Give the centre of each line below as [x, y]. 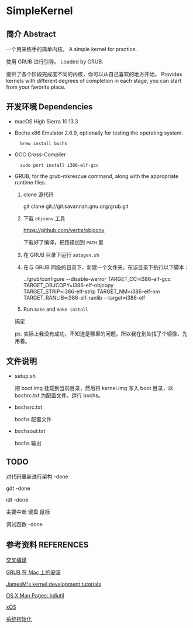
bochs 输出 [28, 443]
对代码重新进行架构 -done [37, 476]
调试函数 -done [24, 525]
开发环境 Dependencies [49, 107]
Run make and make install [56, 309]
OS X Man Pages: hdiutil [35, 596]
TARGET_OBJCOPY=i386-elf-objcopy [68, 285]
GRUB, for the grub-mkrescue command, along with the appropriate [96, 176]
